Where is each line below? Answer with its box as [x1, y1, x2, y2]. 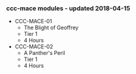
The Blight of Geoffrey [23, 24, 79, 31]
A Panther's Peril [23, 50, 66, 57]
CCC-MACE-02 [14, 43, 54, 50]
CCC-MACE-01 [14, 18, 52, 25]
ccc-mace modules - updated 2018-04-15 [6, 4, 131, 13]
